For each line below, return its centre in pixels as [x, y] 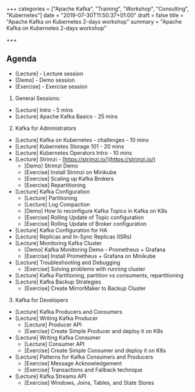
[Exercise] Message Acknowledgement [73, 363]
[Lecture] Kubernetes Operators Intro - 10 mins [73, 153]
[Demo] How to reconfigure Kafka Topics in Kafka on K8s [96, 211]
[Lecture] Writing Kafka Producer [56, 318]
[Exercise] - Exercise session [51, 86]
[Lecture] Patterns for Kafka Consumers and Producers [84, 357]
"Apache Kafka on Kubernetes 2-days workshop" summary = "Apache [94, 22]
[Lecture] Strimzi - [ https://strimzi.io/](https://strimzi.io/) [85, 159]
